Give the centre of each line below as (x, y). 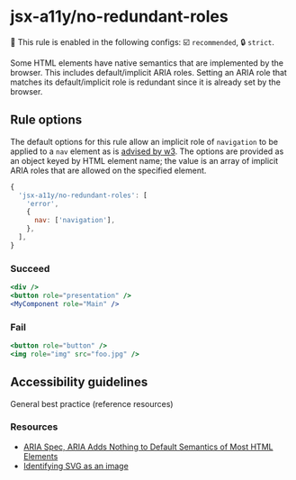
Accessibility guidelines (79, 382)
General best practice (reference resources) (92, 403)
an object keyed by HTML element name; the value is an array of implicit (144, 160)
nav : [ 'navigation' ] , (75, 221)
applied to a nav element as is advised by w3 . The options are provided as (147, 151)
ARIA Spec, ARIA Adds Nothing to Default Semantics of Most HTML (148, 447)
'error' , (43, 204)
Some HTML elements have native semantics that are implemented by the (147, 63)
